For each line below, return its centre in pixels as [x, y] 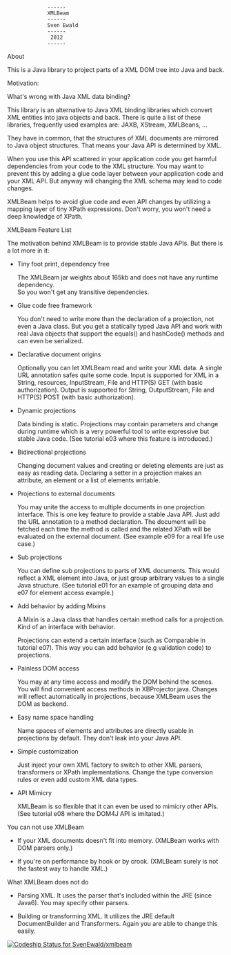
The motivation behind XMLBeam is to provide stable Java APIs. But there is [115, 243]
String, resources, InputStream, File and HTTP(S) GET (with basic [110, 382]
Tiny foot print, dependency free [63, 264]
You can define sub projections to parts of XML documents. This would [118, 571]
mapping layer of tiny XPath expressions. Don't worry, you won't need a [109, 209]
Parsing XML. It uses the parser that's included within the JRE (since [114, 895]
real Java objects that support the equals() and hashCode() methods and [121, 334]
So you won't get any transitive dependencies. [83, 292]
